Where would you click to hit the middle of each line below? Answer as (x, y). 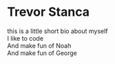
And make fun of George (42, 53)
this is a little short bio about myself (57, 31)
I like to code (25, 38)
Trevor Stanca (48, 12)
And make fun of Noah (39, 45)
